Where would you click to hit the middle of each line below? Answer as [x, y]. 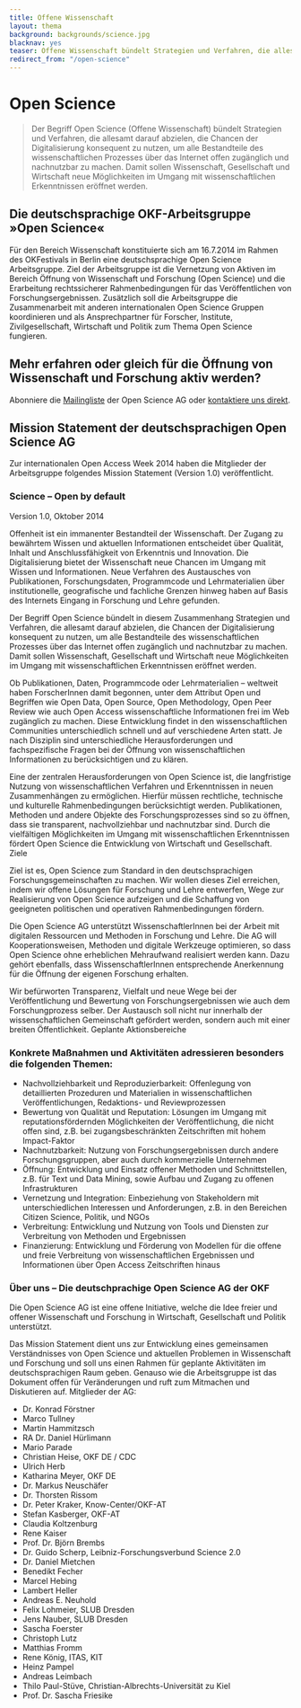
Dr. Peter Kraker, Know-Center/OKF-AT [95, 1505]
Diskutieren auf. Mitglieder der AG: [73, 1392]
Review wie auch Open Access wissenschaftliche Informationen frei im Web [149, 712]
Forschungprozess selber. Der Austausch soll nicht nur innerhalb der [136, 1010]
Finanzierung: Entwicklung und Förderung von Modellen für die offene [152, 1245]
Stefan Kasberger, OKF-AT [71, 1514]
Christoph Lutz [50, 1638]
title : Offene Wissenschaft [62, 18]
